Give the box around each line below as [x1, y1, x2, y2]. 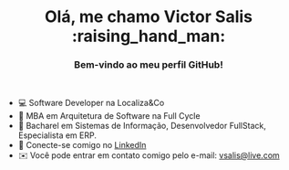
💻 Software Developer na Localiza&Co [17, 98, 165, 109]
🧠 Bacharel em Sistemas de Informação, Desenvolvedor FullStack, [17, 121, 266, 132]
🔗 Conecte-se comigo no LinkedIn [17, 140, 147, 151]
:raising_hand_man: [71, 26, 226, 47]
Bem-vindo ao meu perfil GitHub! [74, 58, 223, 71]
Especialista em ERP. [17, 130, 98, 141]
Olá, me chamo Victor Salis [44, 6, 253, 27]
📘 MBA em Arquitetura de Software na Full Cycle [17, 111, 201, 122]
